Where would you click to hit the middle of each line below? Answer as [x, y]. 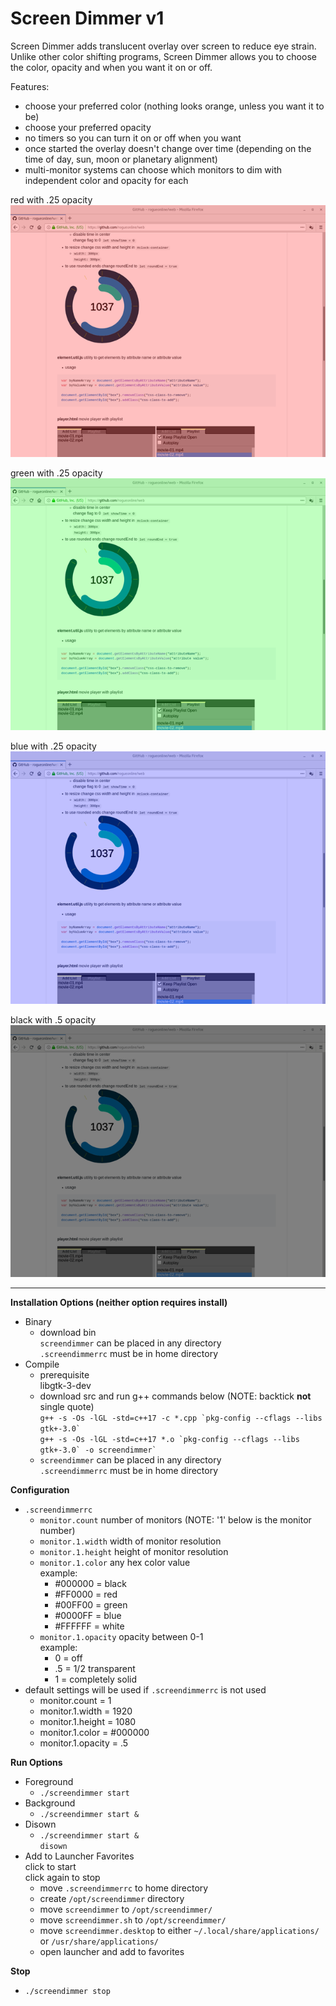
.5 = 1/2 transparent [95, 1668]
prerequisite [64, 1374]
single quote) [67, 1406]
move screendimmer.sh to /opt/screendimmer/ [133, 1919]
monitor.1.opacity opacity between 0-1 [121, 1636]
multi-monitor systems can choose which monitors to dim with [153, 169]
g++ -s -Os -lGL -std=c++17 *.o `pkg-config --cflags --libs [169, 1439]
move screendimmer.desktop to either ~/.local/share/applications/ [179, 1930]
